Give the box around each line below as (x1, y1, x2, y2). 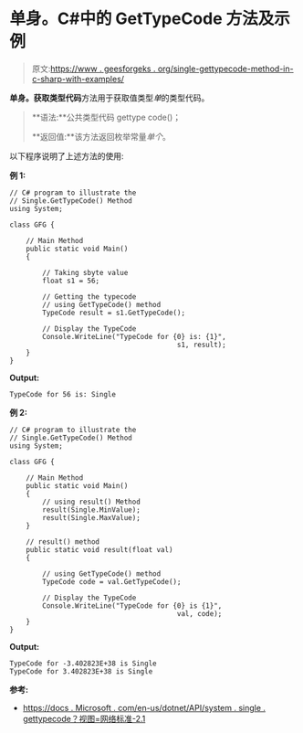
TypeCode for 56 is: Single (9, 389, 117, 398)
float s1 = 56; (42, 276, 100, 285)
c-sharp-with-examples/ (31, 73, 125, 84)
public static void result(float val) (26, 545, 173, 554)
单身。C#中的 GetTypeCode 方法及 (9, 8, 275, 29)
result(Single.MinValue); (42, 505, 141, 515)
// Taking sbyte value (42, 268, 129, 277)
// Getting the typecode (42, 292, 137, 302)
